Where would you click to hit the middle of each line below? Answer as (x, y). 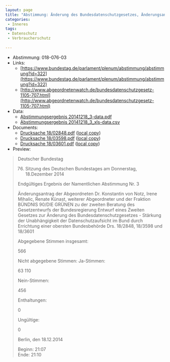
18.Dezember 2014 (45, 174)
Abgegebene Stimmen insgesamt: (53, 241)
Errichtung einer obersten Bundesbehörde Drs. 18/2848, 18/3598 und (90, 226)
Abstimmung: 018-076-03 (39, 57)
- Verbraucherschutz (29, 39)
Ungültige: (28, 319)
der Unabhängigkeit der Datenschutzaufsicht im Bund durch (80, 221)
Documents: (25, 127)
